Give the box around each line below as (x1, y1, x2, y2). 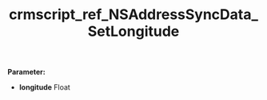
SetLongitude (87, 22, 180, 40)
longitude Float (18, 83, 71, 92)
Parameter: (7, 67, 46, 77)
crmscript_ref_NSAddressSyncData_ (8, 6, 259, 24)
